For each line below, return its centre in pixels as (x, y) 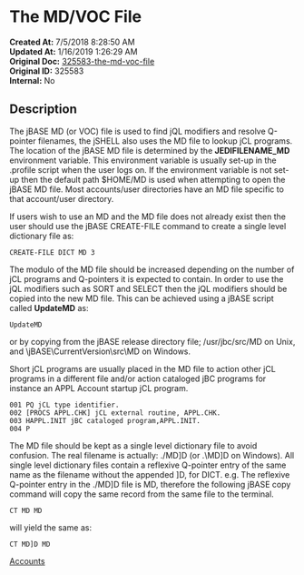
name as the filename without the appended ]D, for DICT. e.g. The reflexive (150, 474)
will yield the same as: (51, 527)
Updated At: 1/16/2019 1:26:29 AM (74, 51)
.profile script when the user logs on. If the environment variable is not (141, 169)
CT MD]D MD (30, 544)
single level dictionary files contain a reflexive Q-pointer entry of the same (148, 465)
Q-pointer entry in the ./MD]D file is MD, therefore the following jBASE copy (150, 484)
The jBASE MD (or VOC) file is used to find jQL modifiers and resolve (137, 131)
